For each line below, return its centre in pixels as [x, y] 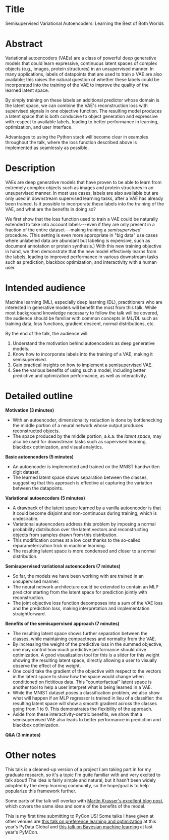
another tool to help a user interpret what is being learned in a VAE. [82, 687]
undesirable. [25, 518]
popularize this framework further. [41, 791]
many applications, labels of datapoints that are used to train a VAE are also [84, 74]
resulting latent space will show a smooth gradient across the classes [85, 703]
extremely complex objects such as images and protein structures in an [79, 187]
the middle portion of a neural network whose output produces [78, 425]
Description [30, 168]
